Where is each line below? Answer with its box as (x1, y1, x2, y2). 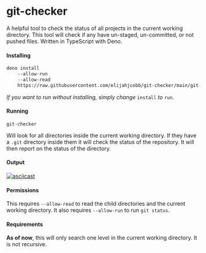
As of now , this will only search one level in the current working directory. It (6, 234, 197, 241)
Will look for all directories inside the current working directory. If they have (6, 132, 197, 139)
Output (6, 159, 25, 166)
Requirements (6, 221, 44, 228)
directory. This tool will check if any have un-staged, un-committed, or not (6, 31, 194, 38)
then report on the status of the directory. (6, 145, 112, 152)
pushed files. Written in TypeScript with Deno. (6, 37, 123, 45)
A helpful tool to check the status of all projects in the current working (6, 25, 183, 32)
